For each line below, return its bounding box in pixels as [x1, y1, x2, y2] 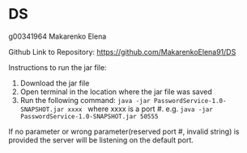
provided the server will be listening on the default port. [8, 134, 194, 145]
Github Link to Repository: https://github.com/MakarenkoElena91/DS [8, 47, 236, 56]
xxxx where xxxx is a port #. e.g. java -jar [67, 104, 213, 114]
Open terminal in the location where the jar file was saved [19, 86, 213, 97]
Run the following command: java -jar [19, 95, 151, 105]
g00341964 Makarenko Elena [8, 31, 107, 41]
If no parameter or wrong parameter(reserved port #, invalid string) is [8, 126, 240, 136]
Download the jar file [19, 78, 90, 88]
